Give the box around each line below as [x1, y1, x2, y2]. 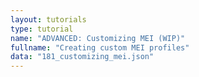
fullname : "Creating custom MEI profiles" [10, 42, 190, 53]
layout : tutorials [10, 14, 87, 25]
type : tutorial [10, 24, 74, 34]
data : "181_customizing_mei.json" [10, 52, 155, 62]
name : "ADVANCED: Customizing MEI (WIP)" [10, 33, 186, 43]
